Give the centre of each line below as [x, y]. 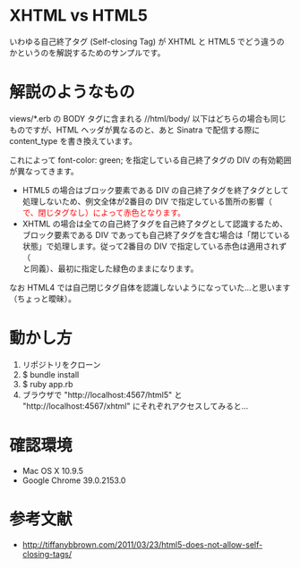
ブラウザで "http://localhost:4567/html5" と [102, 394]
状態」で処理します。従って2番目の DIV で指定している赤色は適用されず [154, 246]
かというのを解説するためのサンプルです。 [87, 52]
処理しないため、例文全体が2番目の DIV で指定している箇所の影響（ [147, 201]
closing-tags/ [47, 554]
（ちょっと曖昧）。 [43, 298]
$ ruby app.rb [47, 384]
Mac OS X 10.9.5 [52, 471]
